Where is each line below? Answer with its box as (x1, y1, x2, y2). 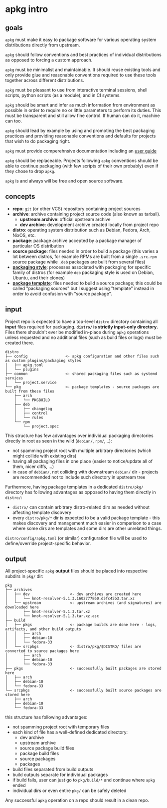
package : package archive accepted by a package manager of (12, 237, 142, 243)
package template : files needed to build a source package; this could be (12, 280, 163, 286)
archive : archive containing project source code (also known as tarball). (12, 211, 161, 217)
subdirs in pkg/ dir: (5, 573, 44, 579)
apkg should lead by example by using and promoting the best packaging (5, 127, 155, 133)
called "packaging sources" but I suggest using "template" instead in (12, 285, 155, 291)
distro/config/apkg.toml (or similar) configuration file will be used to (5, 535, 147, 541)
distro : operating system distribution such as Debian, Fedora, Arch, (12, 226, 151, 233)
